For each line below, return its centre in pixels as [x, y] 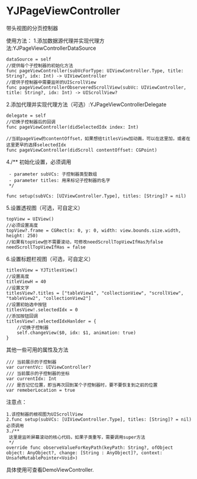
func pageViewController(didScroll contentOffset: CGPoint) [82, 150]
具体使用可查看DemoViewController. [50, 470]
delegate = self [26, 116]
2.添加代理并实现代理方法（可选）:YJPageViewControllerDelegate [86, 104]
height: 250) [22, 235]
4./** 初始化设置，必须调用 [39, 162]
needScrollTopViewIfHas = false [46, 247]
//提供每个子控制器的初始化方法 [40, 66]
